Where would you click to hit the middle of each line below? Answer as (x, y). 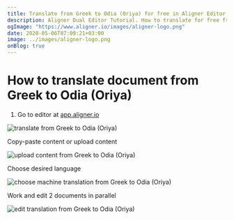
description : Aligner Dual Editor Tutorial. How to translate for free (113, 20)
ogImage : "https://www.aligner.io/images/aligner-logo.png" (96, 26)
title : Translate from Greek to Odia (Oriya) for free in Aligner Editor (117, 14)
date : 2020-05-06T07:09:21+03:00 (56, 33)
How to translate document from (103, 80)
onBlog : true (26, 46)
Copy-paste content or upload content (62, 141)
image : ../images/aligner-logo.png (59, 40)
